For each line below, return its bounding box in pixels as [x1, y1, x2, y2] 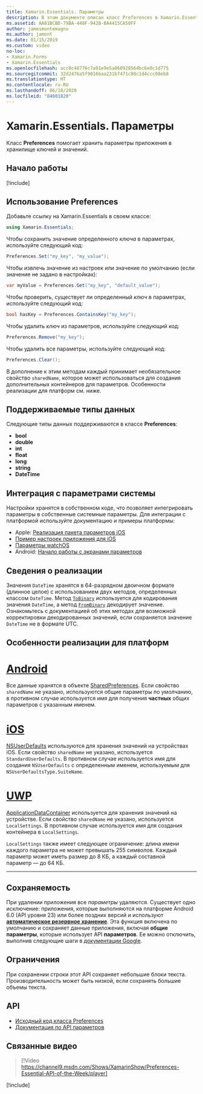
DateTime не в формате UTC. [6, 620, 79, 627]
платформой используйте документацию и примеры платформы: [6, 517, 175, 525]
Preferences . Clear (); [6, 357, 61, 363]
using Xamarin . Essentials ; [6, 224, 74, 230]
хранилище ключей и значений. [6, 146, 89, 153]
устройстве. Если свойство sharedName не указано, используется [6, 815, 174, 823]
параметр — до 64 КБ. [6, 859, 65, 867]
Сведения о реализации [6, 566, 103, 576]
